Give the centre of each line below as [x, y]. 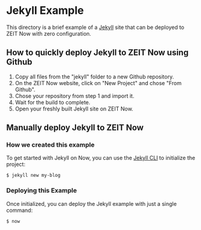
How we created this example [50, 145]
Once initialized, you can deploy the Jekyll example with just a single [91, 203]
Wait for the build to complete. [53, 102]
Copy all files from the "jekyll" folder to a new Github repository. [94, 77]
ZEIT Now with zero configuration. [49, 33]
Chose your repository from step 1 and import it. [75, 96]
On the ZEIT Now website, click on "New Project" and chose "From [98, 83]
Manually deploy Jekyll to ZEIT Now [75, 128]
